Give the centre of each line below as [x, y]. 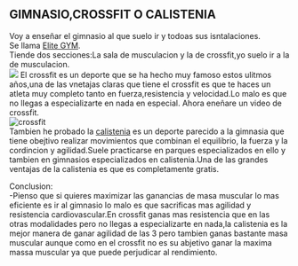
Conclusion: [31, 186]
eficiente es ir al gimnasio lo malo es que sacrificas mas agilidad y [130, 205]
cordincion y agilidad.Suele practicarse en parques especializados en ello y [148, 150]
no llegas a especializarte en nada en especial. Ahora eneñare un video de [146, 103]
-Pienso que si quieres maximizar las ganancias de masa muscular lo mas [145, 195]
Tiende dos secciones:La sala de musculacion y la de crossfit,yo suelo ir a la [149, 55]
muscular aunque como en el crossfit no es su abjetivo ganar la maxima [141, 242]
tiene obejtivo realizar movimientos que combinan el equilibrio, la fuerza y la [149, 140]
